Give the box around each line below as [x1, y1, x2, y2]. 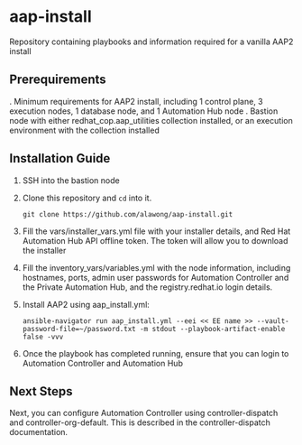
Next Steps [9, 384, 73, 399]
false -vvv [22, 332, 64, 341]
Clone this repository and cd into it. [22, 192, 152, 203]
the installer [22, 245, 67, 255]
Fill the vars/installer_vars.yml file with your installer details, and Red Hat [22, 226, 291, 236]
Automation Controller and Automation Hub [22, 357, 183, 368]
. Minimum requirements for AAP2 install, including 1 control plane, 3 [9, 96, 263, 107]
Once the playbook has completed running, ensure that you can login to [22, 348, 289, 358]
